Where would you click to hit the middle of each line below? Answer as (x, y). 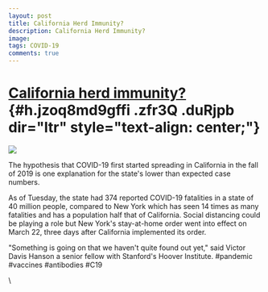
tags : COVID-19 (34, 46)
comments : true (34, 53)
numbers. (24, 181)
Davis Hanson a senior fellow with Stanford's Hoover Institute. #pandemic (131, 256)
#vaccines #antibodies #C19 (56, 265)
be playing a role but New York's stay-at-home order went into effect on (128, 223)
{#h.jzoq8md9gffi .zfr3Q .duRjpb (122, 111)
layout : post (30, 16)
